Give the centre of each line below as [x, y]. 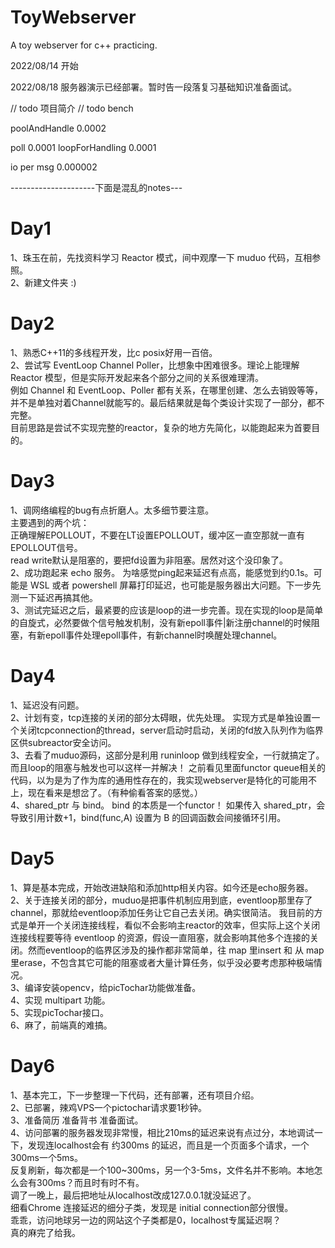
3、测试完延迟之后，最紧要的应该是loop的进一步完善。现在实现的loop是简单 [167, 610]
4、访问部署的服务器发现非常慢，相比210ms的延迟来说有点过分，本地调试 [162, 1132]
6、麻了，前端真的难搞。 [61, 1025]
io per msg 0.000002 [54, 167]
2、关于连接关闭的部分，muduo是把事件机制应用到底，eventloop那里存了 [161, 900]
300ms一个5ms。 [46, 1157]
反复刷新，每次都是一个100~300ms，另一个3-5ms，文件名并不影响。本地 [162, 1170]
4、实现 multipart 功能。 [60, 1000]
